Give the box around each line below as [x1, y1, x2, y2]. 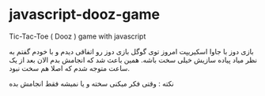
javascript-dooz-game [9, 6, 161, 24]
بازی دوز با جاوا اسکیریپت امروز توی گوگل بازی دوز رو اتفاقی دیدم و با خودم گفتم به [9, 46, 254, 56]
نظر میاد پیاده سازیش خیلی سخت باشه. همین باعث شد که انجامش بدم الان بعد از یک [9, 55, 258, 65]
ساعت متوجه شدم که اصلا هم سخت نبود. [9, 63, 130, 72]
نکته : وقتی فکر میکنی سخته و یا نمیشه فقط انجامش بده [9, 79, 175, 88]
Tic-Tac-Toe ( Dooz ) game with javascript [9, 31, 146, 41]
